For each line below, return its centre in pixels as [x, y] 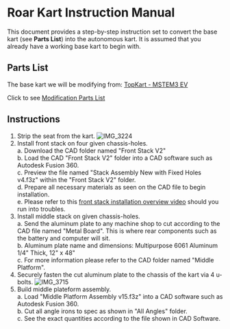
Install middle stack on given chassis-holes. [78, 216]
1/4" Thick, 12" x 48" [46, 253]
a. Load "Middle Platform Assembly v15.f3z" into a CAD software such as [120, 296]
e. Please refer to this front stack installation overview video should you [118, 201]
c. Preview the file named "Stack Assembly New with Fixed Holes [109, 172]
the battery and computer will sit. [64, 238]
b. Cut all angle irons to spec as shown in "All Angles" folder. [102, 311]
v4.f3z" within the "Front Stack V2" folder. [76, 179]
